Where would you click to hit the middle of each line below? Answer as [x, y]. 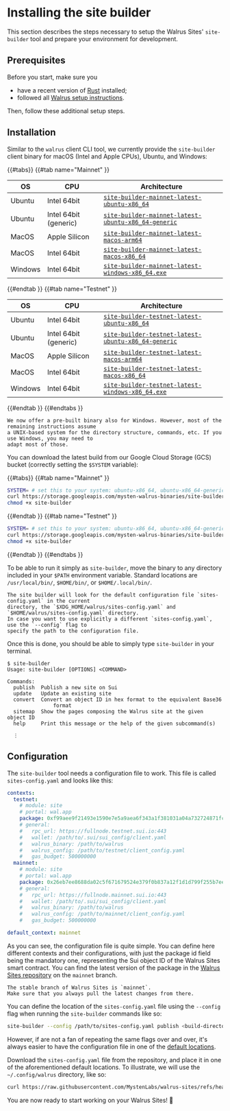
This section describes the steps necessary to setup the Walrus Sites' [105, 32]
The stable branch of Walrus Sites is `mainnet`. [79, 988]
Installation [31, 133]
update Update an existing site [62, 693]
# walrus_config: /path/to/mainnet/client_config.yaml [102, 914]
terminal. [20, 651]
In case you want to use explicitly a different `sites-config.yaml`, [110, 619]
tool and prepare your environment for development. [104, 38]
